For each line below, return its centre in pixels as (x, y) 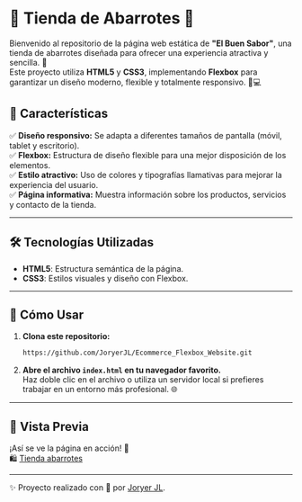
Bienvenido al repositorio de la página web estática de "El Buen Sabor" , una (151, 43)
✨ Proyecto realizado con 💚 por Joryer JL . (88, 488)
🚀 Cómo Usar (47, 314)
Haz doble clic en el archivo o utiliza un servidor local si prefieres (143, 380)
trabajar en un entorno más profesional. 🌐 (100, 390)
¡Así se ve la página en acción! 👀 (69, 448)
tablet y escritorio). (44, 145)
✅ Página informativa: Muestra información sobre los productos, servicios (148, 194)
